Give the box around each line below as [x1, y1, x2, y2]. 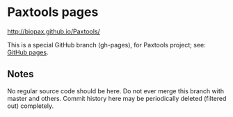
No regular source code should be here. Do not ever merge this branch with [7, 86, 225, 95]
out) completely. [7, 102, 54, 110]
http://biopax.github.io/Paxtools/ [7, 27, 101, 36]
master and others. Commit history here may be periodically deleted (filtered [7, 94, 227, 102]
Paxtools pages [7, 4, 99, 20]
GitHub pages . [7, 48, 49, 56]
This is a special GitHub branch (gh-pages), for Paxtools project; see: [7, 40, 207, 49]
